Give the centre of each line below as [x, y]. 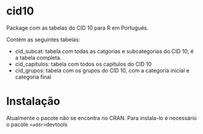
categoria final [33, 77]
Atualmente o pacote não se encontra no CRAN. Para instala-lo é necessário [101, 118]
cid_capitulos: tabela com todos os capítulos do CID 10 [83, 64]
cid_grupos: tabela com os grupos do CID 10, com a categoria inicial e [102, 70]
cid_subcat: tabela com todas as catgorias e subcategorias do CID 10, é [104, 51]
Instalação [33, 101]
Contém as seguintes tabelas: [43, 39]
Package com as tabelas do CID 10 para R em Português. [78, 28]
